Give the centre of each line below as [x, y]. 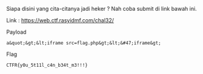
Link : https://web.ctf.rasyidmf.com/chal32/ [60, 20]
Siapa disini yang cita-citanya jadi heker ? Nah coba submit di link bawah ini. [101, 9]
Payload [16, 32]
